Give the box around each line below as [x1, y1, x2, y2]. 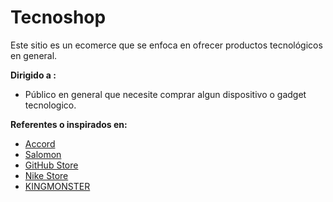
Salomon [24, 148, 62, 160]
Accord [24, 137, 56, 150]
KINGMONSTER [24, 180, 91, 192]
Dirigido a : [10, 69, 57, 81]
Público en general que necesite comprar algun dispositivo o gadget [24, 88, 307, 100]
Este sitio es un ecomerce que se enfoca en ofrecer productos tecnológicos [10, 39, 323, 51]
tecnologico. [24, 99, 77, 111]
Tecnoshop [10, 6, 107, 29]
